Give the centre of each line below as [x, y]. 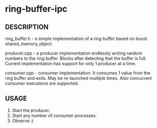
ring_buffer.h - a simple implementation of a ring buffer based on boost [76, 38]
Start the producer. [31, 110]
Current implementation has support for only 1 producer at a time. [70, 64]
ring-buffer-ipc [36, 9]
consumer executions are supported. [42, 83]
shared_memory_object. [29, 44]
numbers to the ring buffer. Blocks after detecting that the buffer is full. [76, 58]
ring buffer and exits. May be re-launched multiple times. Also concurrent [78, 78]
